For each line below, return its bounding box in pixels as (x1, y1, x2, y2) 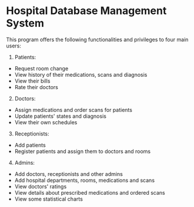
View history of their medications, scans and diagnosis (14, 71, 148, 78)
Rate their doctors (14, 83, 59, 90)
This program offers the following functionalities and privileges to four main (6, 36, 189, 43)
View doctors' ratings (14, 183, 67, 190)
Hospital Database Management (6, 4, 167, 18)
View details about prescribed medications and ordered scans (14, 189, 166, 196)
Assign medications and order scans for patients (14, 106, 132, 113)
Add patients (14, 141, 46, 148)
